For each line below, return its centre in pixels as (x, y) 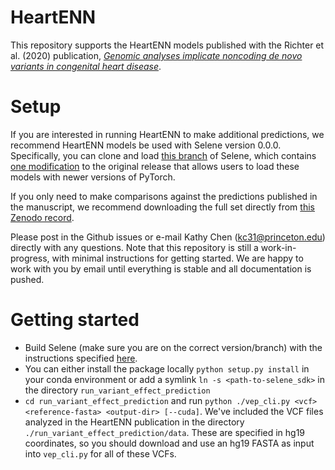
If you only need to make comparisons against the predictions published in (164, 196)
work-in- (278, 247)
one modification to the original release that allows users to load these (155, 166)
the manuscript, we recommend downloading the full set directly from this (162, 207)
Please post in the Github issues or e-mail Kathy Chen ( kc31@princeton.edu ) (168, 237)
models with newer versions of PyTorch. (93, 177)
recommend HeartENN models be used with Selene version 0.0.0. (146, 145)
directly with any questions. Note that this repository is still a (134, 247)
